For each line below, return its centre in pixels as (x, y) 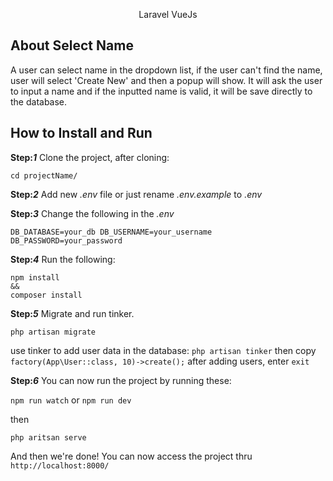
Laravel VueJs (168, 14)
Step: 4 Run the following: (63, 259)
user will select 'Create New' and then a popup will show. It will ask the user (166, 80)
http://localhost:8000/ (60, 465)
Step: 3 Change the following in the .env (92, 213)
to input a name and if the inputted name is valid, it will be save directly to (161, 91)
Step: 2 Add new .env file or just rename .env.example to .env (136, 194)
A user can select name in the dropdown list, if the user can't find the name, (166, 70)
